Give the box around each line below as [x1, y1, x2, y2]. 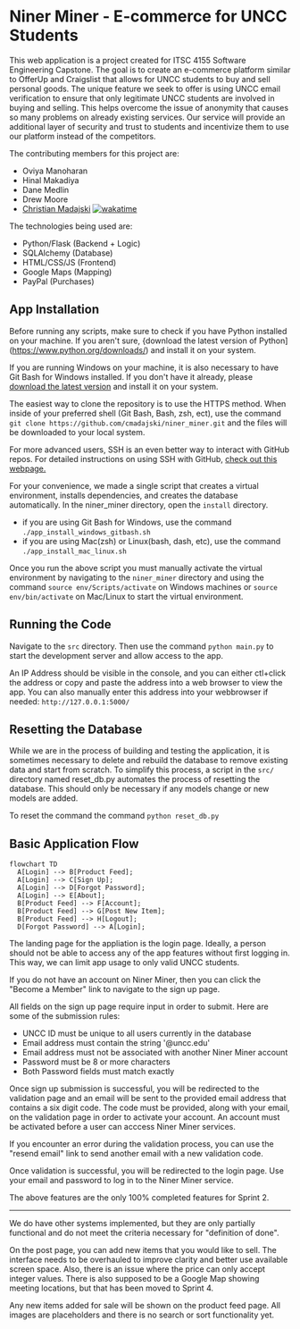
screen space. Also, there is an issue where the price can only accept [9, 1264, 266, 1274]
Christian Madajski [21, 203, 91, 214]
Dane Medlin [21, 184, 70, 195]
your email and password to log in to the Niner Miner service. [9, 1175, 234, 1186]
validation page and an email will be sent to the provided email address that [9, 1093, 287, 1104]
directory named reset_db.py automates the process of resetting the [9, 774, 261, 785]
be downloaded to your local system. [9, 426, 146, 437]
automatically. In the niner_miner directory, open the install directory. [9, 499, 269, 510]
